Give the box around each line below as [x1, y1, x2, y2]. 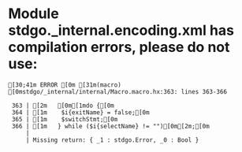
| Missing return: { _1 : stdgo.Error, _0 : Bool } [25, 135, 199, 144]
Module [8, 5, 59, 23]
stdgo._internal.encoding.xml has [8, 21, 235, 39]
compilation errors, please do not [8, 39, 230, 56]
